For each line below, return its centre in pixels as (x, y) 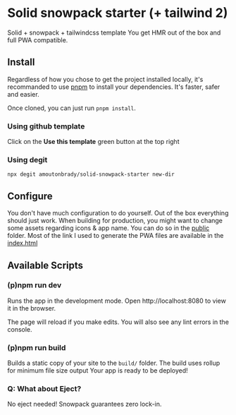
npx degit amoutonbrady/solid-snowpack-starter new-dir (91, 174)
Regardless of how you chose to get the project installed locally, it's (105, 79)
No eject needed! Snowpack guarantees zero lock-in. (85, 404)
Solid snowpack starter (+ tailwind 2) (118, 13)
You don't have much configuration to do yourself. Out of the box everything (118, 213)
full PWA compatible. (38, 40)
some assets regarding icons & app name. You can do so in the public (108, 228)
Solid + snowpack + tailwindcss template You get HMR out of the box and (114, 32)
